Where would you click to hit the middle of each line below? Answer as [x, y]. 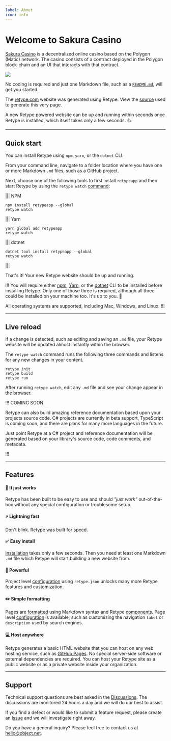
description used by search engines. [44, 623]
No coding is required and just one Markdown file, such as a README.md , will [84, 84]
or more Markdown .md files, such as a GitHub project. [62, 171]
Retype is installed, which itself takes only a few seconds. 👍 [68, 121]
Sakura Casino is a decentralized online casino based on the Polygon [78, 54]
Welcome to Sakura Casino [64, 40]
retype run [17, 378]
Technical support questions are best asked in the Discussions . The [76, 697]
